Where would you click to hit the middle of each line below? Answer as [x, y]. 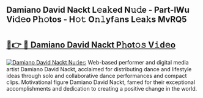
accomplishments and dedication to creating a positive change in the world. [102, 89]
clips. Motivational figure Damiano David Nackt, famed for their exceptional [101, 82]
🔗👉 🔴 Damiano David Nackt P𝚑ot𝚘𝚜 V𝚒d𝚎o [91, 45]
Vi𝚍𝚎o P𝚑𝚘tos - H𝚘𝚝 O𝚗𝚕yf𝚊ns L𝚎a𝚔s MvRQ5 [97, 20]
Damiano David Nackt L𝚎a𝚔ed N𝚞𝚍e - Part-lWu [98, 10]
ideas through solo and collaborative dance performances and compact [97, 76]
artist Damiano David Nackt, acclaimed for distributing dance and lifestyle [99, 69]
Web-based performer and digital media [138, 62]
